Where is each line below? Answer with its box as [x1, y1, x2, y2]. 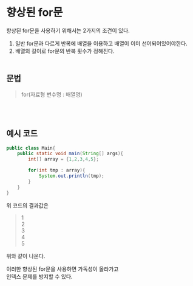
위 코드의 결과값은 [6, 201, 49, 209]
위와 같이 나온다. [6, 252, 46, 259]
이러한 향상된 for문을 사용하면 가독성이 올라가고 [6, 265, 119, 273]
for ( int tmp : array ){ [28, 167, 86, 173]
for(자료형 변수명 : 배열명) [21, 91, 83, 98]
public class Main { [6, 145, 56, 151]
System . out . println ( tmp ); [38, 173, 104, 180]
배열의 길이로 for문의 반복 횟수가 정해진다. [15, 47, 115, 55]
